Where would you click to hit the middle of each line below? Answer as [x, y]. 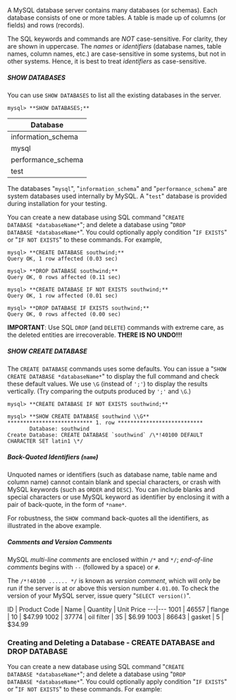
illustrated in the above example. [55, 525]
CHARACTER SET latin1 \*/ [45, 441]
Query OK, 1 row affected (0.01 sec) [63, 295]
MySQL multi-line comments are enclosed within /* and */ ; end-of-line [110, 559]
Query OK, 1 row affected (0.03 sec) [63, 259]
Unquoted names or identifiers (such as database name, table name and [112, 474]
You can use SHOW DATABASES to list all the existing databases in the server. [114, 95]
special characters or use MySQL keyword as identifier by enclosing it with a [118, 497]
